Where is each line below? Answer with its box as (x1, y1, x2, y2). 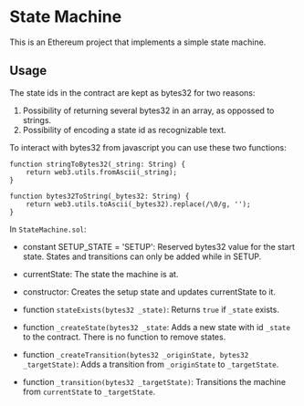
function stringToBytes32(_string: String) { (9, 160, 185, 169)
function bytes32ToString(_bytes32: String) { (9, 192, 190, 201)
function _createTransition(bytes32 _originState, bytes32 (22, 349, 249, 359)
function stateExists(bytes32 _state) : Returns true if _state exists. (22, 304, 280, 315)
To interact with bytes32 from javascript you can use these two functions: (9, 141, 287, 152)
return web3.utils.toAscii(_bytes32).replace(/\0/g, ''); (26, 199, 251, 209)
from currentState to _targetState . (22, 386, 156, 397)
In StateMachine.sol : (9, 224, 87, 234)
